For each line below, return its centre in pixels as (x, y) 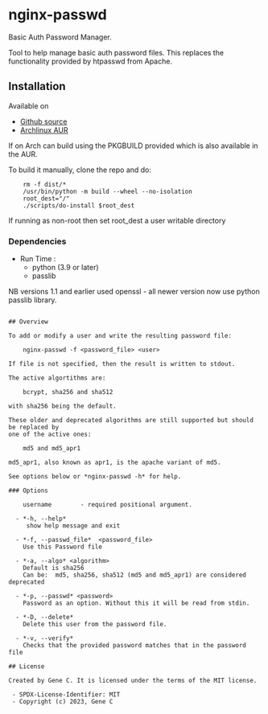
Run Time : (38, 259)
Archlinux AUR (44, 129)
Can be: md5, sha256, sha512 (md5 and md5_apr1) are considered (135, 575)
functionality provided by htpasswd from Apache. (91, 61)
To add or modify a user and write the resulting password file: (120, 336)
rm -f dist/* (45, 184)
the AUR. (23, 154)
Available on (29, 105)
